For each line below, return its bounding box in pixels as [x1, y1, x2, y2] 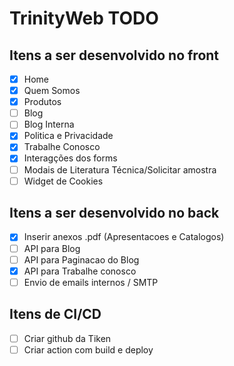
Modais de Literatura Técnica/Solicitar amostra [23, 163, 217, 176]
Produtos [23, 96, 62, 108]
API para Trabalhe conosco [23, 265, 137, 277]
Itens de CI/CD [9, 306, 102, 323]
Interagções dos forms [23, 152, 118, 164]
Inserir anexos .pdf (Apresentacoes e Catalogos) [23, 231, 225, 243]
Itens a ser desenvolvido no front [9, 47, 220, 64]
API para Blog [23, 242, 81, 254]
